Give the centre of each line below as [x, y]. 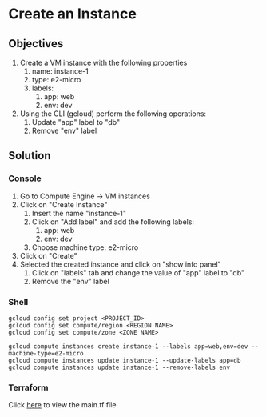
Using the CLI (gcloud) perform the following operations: [113, 114]
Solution [30, 156]
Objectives [36, 44]
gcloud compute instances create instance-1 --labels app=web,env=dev [128, 346]
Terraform [29, 387]
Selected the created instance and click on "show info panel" [120, 264]
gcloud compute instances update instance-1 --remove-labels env [119, 367]
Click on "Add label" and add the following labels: [113, 222]
